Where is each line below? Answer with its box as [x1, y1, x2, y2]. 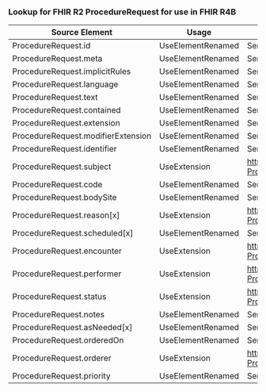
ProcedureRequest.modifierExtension [12, 130, 152, 141]
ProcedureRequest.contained [12, 105, 121, 116]
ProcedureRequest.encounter [12, 245, 123, 256]
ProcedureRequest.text [12, 92, 98, 103]
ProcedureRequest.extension [12, 117, 120, 129]
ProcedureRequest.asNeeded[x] [12, 322, 133, 333]
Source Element [51, 27, 113, 38]
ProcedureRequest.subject [12, 161, 112, 172]
